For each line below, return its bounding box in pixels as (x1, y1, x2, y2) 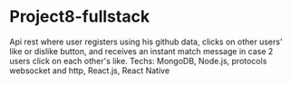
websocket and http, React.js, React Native (9, 65, 170, 76)
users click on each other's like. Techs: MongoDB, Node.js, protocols (9, 55, 267, 66)
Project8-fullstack (9, 6, 150, 27)
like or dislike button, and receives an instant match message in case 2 (9, 45, 274, 56)
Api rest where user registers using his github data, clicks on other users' (9, 36, 283, 47)
